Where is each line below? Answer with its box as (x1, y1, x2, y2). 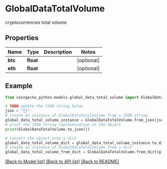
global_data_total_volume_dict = (5, 140, 75, 145)
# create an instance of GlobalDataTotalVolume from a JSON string (5, 113, 148, 118)
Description (44, 48, 72, 55)
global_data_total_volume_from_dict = (5, 150, 85, 155)
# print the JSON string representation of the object (5, 122, 121, 127)
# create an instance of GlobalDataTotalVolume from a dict (5, 145, 133, 150)
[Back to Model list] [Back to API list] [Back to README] (5, 159, 119, 165)
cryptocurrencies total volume (5, 19, 67, 25)
